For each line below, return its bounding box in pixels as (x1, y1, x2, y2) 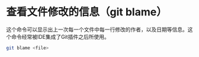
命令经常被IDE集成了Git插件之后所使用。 (11, 33, 110, 40)
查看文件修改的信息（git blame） (6, 5, 167, 19)
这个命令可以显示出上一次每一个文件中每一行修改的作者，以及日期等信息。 (6, 26, 188, 33)
